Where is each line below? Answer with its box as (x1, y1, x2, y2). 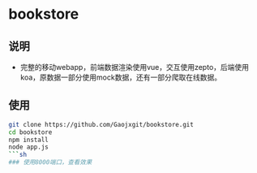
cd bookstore (8, 128, 53, 136)
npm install (8, 136, 49, 144)
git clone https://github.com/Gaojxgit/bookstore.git (8, 120, 195, 128)
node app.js (8, 143, 49, 151)
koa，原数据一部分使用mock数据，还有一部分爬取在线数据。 (19, 72, 221, 82)
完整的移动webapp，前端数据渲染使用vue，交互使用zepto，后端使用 (19, 63, 250, 71)
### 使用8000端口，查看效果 (8, 158, 92, 167)
